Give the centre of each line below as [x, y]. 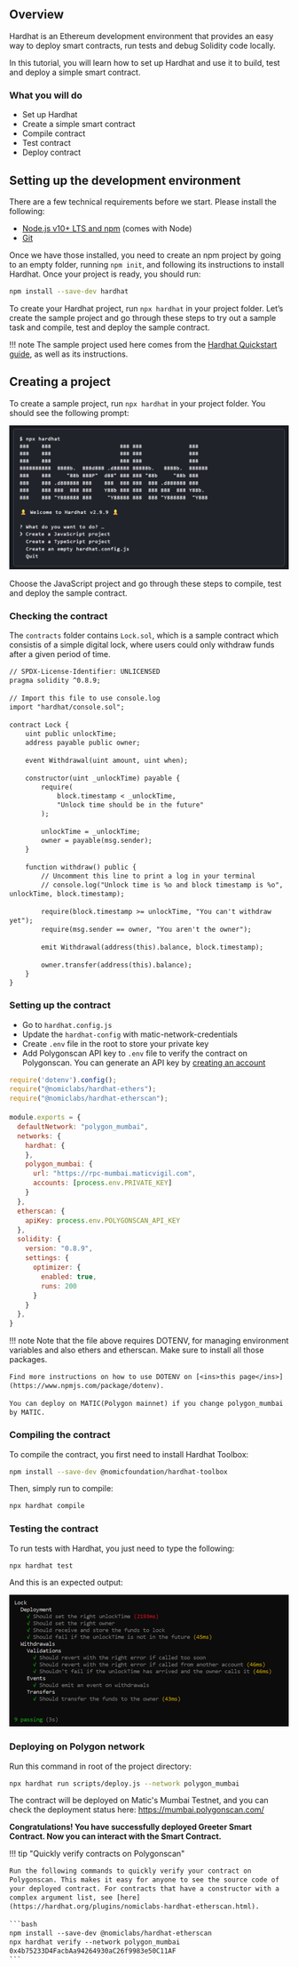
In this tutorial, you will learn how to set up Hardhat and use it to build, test [145, 62]
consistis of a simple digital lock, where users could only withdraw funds [142, 645]
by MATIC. [27, 1413]
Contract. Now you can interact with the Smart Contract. [115, 1836]
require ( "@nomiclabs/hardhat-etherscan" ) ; [89, 1099]
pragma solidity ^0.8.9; [55, 681]
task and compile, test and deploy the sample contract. [110, 327]
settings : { [47, 1258]
